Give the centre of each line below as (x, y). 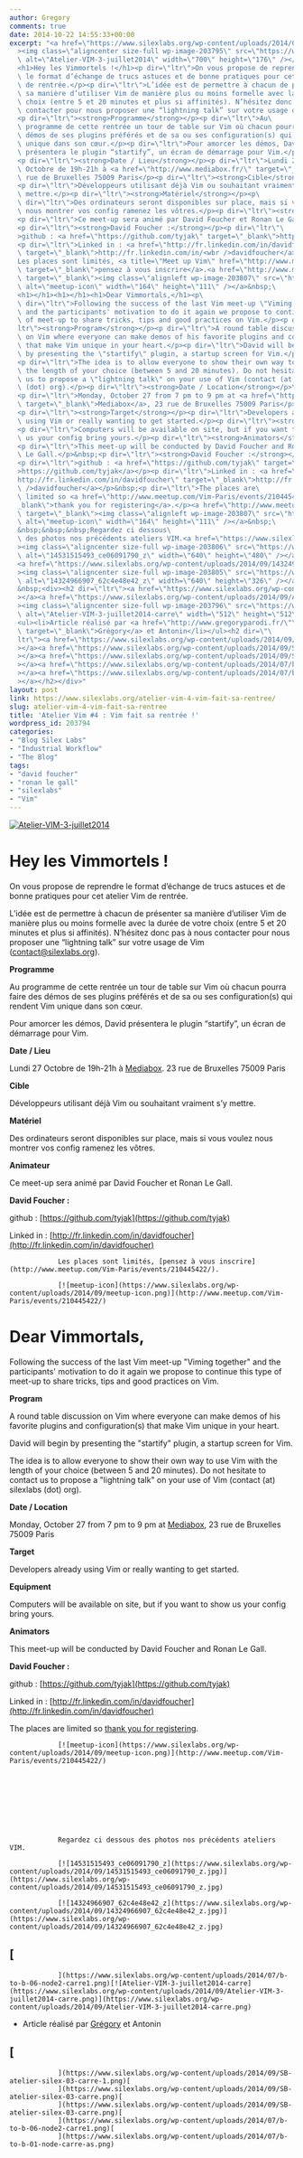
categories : (32, 732)
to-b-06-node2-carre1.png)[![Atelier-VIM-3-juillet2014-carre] (131, 1983)
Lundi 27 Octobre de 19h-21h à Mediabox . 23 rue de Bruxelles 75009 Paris (147, 1068)
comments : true (38, 26)
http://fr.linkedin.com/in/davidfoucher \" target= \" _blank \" (135, 480)
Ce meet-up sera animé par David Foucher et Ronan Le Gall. (121, 1182)
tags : (19, 765)
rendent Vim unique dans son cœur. (76, 1006)
